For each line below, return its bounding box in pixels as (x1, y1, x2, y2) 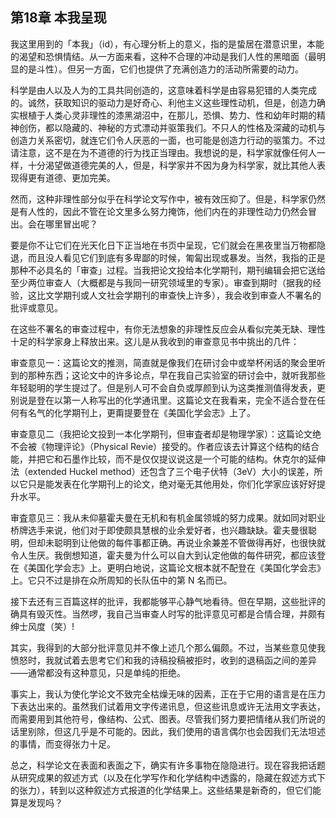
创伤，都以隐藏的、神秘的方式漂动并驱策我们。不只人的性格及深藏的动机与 (18, 121, 326, 133)
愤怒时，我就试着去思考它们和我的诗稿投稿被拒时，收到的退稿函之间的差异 (10, 654, 317, 666)
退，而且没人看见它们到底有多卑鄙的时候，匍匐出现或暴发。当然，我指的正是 (10, 251, 326, 263)
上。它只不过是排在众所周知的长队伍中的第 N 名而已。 (10, 574, 233, 586)
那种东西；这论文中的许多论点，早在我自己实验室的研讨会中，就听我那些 (27, 369, 326, 381)
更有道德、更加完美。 (27, 171, 116, 183)
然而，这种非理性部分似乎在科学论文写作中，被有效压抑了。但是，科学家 (10, 193, 308, 205)
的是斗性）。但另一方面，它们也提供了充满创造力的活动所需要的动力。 (18, 63, 304, 75)
